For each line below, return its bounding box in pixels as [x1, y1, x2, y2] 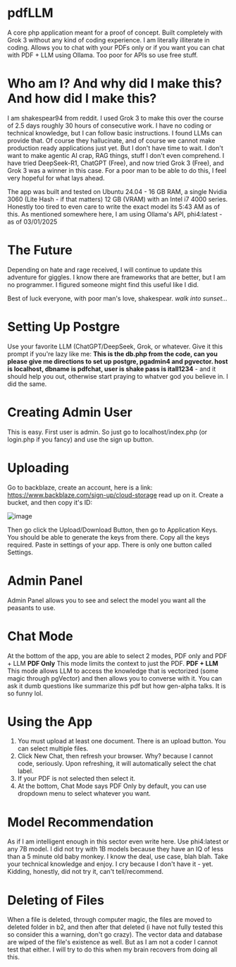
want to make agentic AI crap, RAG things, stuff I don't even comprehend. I [7, 151, 225, 159]
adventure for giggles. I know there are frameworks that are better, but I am [7, 273, 226, 281]
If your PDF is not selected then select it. [17, 774, 136, 783]
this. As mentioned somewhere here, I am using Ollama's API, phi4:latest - [7, 209, 223, 218]
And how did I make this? [7, 90, 157, 107]
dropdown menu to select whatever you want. [17, 789, 151, 798]
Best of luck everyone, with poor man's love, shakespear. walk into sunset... [7, 294, 228, 303]
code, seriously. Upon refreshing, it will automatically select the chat [17, 760, 216, 768]
